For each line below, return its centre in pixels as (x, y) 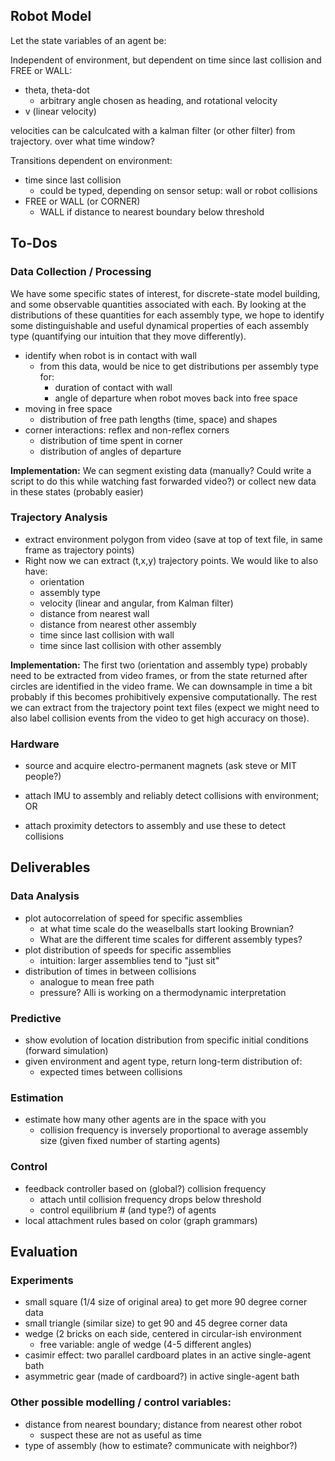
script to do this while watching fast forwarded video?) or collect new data (163, 481)
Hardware (35, 744)
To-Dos (34, 243)
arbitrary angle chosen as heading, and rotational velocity (158, 100)
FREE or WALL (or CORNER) (82, 201)
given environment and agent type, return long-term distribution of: (163, 1061)
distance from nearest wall (94, 613)
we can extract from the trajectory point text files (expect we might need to (165, 707)
